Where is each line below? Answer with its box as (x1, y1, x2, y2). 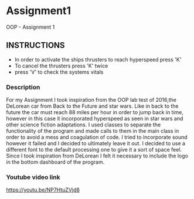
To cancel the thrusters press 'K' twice (14, 62, 108, 69)
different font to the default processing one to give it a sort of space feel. (6, 146, 182, 153)
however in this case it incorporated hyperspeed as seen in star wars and (6, 115, 183, 122)
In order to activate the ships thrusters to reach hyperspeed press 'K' (14, 56, 182, 63)
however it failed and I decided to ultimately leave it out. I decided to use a (6, 140, 186, 147)
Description (6, 83, 40, 91)
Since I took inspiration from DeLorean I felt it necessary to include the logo (6, 152, 189, 159)
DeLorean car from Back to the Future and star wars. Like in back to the (6, 102, 179, 109)
